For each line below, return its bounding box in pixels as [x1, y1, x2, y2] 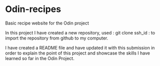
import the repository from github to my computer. [5, 35, 109, 41]
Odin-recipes [5, 3, 61, 15]
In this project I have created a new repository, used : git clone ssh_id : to [5, 29, 156, 35]
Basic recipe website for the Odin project [5, 20, 89, 26]
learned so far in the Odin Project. [5, 55, 75, 61]
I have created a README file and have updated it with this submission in [5, 44, 155, 50]
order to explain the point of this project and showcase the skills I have [5, 50, 151, 56]
